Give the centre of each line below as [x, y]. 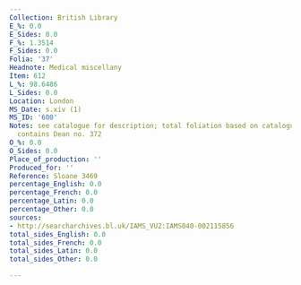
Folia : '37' [31, 59]
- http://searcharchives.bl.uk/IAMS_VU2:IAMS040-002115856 [122, 226]
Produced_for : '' [42, 168]
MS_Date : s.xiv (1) [46, 109]
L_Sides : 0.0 [34, 92]
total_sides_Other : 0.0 [54, 259]
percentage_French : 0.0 [54, 193]
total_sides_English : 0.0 [57, 234]
